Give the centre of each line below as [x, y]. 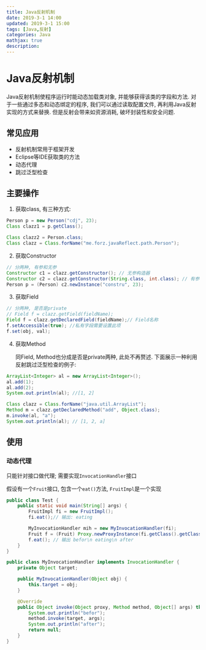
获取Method [30, 343]
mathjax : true [25, 40]
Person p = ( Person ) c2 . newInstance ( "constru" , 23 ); [75, 285]
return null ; [45, 630]
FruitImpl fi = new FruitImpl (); [71, 512]
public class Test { [33, 500]
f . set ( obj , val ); [29, 331]
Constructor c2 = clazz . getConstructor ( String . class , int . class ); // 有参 [103, 279]
